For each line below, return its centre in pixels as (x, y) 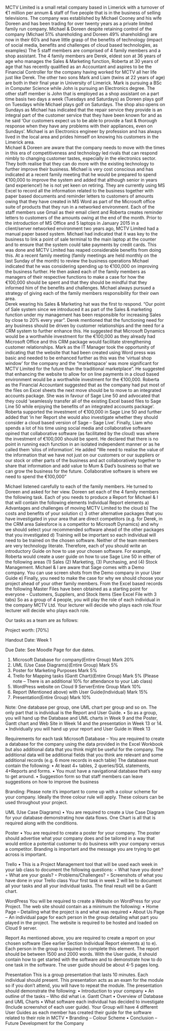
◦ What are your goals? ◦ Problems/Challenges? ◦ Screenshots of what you (84, 875)
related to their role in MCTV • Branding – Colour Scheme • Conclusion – (81, 1018)
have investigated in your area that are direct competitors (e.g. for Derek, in (84, 519)
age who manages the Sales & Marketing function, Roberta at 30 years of (82, 61)
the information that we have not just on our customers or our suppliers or (82, 455)
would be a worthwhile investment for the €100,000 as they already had (80, 336)
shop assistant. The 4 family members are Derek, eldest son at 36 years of (83, 56)
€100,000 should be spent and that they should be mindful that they (76, 282)
